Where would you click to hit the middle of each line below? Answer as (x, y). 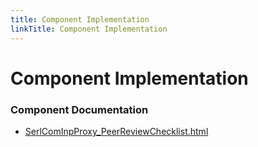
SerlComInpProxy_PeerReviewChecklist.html (116, 131)
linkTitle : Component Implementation (89, 29)
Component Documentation (79, 109)
